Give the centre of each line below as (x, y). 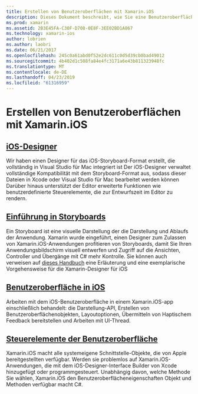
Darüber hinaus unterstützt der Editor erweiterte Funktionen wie (83, 186)
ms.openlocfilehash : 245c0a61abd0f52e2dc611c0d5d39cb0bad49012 (85, 56)
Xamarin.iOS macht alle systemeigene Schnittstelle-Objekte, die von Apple (96, 353)
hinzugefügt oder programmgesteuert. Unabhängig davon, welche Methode (98, 372)
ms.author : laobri (29, 45)
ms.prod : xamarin (27, 22)
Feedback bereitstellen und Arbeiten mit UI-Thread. (68, 320)
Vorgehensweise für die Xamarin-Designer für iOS (67, 269)
